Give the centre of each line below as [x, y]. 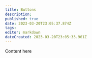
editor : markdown [23, 32]
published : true [22, 19]
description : [18, 14]
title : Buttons [21, 10]
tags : [11, 28]
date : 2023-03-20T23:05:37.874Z [38, 23]
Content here [18, 51]
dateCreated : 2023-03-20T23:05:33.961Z [46, 37]
